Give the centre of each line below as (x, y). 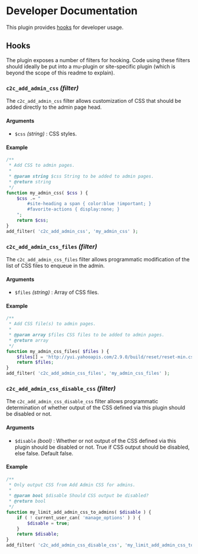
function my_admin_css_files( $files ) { (58, 351)
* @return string (30, 182)
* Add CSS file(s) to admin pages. (52, 324)
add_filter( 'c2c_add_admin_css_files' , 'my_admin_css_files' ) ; (88, 374)
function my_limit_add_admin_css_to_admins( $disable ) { (79, 512)
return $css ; (33, 221)
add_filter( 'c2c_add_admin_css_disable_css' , (64, 545)
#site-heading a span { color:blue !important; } (89, 204)
